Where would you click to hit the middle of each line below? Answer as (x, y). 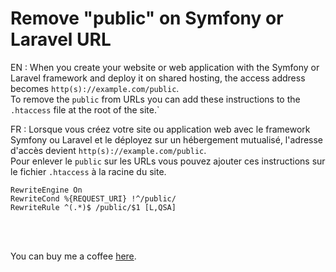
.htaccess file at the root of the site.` (85, 109)
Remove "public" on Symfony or (147, 18)
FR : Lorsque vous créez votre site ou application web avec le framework (160, 129)
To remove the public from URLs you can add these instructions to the (155, 99)
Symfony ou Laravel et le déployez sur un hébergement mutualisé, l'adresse (167, 139)
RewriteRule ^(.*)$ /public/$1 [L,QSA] (93, 207)
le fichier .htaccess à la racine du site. (88, 171)
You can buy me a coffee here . (73, 256)
